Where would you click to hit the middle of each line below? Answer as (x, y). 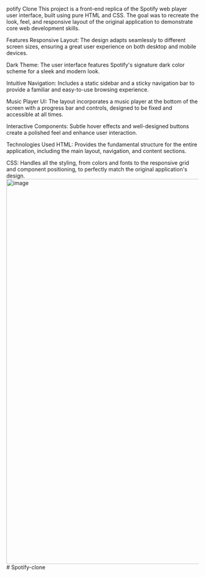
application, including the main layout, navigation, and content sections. (96, 151)
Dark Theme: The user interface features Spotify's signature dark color (95, 65)
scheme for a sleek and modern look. (53, 71)
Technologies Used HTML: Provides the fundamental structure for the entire (102, 145)
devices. (17, 53)
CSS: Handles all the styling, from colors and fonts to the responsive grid (98, 163)
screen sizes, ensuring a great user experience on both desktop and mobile (101, 46)
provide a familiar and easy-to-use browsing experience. (78, 90)
